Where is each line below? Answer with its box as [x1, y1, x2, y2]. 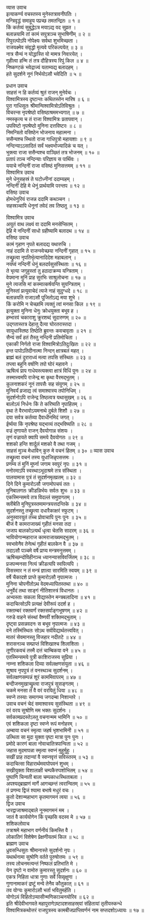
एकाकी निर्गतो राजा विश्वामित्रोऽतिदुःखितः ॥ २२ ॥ [6, 340, 96, 348]
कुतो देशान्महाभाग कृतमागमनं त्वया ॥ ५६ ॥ [6, 793, 86, 800]
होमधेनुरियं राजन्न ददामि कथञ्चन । [6, 195, 70, 202]
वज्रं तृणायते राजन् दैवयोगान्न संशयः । [6, 427, 73, 434]
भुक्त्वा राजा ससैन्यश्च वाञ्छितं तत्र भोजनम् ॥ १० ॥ [6, 149, 100, 156]
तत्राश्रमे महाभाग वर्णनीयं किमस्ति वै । [6, 827, 73, 834]
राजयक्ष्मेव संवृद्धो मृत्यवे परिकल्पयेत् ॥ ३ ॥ [6, 44, 83, 51]
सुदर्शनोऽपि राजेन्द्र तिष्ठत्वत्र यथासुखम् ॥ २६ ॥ [6, 394, 92, 401]
